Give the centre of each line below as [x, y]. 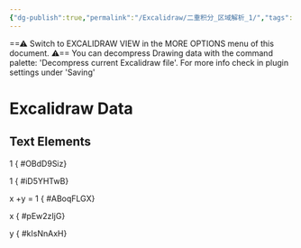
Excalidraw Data [71, 108]
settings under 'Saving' [52, 72]
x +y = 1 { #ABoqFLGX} [52, 198]
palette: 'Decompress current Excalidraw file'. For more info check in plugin [149, 62]
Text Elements [50, 142]
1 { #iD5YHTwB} [39, 180]
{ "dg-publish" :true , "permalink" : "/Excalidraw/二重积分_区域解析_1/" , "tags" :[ [153, 18]
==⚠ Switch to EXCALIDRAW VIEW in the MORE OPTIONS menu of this [142, 43]
